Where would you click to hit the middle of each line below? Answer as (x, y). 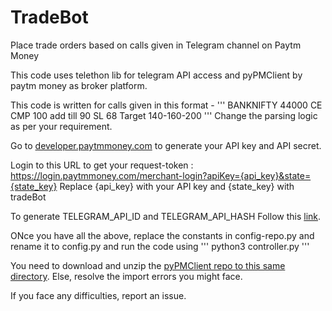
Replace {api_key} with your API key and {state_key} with (177, 186)
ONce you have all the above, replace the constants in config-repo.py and (162, 235)
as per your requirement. (61, 126)
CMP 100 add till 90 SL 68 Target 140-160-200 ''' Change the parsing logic (164, 115)
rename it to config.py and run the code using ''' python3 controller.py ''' (160, 246)
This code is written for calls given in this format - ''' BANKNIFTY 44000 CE (166, 105)
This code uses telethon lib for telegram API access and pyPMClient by (156, 75)
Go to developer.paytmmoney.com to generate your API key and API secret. (166, 145)
